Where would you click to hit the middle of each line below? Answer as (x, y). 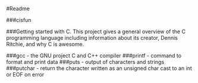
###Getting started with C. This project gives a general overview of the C (96, 31)
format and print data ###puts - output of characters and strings (85, 62)
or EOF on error (25, 74)
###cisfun (19, 20)
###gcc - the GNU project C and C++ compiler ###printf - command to (94, 55)
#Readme (18, 9)
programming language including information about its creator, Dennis (92, 38)
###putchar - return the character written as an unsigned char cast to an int (99, 68)
